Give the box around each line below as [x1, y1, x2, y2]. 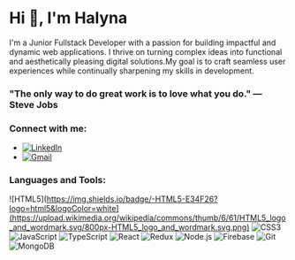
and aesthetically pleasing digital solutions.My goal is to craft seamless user [9, 56, 286, 66]
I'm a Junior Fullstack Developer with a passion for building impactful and [9, 37, 276, 48]
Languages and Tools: [9, 174, 106, 187]
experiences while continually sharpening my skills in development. [9, 65, 254, 76]
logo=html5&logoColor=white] [9, 203, 119, 214]
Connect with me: [9, 122, 87, 134]
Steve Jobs [9, 98, 59, 111]
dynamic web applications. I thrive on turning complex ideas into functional [9, 46, 283, 57]
